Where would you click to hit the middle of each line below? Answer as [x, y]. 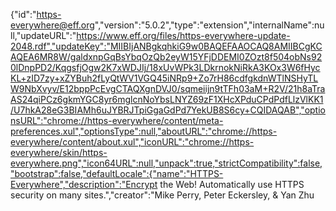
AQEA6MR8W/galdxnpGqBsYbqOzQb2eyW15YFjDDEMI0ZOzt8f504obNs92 [166, 57]
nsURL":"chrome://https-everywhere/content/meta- [117, 120]
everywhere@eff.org [52, 25]
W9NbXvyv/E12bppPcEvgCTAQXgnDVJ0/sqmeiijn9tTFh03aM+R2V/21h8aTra [168, 88]
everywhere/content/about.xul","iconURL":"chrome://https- [132, 142]
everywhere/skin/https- [59, 152]
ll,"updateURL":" [43, 35]
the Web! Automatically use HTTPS [232, 184]
